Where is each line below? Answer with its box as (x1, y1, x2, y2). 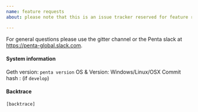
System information (6, 55, 56, 62)
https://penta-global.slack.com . (6, 42, 82, 49)
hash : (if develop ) (6, 74, 49, 81)
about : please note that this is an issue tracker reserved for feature (6, 14, 189, 20)
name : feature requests (6, 8, 65, 15)
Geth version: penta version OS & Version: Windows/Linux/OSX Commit (6, 68, 181, 75)
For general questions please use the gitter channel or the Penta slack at (6, 35, 183, 42)
